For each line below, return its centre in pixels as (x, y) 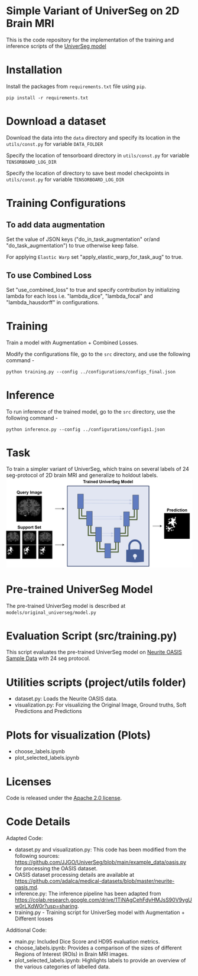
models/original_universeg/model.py (51, 613)
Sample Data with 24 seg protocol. (48, 658)
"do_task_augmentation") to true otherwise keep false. (72, 245)
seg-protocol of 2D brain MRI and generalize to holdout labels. (82, 475)
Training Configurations (66, 203)
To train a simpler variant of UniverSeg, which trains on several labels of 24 (98, 469)
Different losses (34, 919)
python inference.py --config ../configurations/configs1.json (86, 430)
